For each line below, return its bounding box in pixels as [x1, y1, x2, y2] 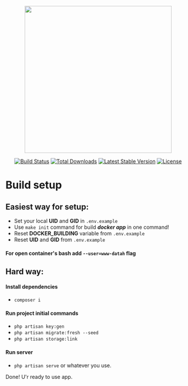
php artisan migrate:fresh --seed [14, 330, 99, 336]
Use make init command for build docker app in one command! [14, 224, 170, 231]
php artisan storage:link [14, 336, 78, 342]
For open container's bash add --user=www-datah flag [5, 249, 136, 257]
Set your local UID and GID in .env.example [14, 218, 118, 224]
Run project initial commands [5, 310, 79, 317]
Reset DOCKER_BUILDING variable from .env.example [14, 230, 145, 237]
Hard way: [5, 267, 44, 277]
